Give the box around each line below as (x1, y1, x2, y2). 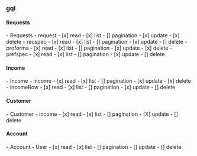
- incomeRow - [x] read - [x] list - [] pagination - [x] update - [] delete (6, 84, 176, 91)
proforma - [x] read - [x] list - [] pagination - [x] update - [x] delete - (6, 44, 173, 51)
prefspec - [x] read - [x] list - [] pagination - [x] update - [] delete (6, 51, 165, 58)
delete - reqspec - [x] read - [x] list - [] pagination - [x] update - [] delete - (6, 38, 188, 45)
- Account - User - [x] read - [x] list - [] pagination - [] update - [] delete (6, 143, 182, 150)
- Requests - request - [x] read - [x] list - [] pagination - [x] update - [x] (6, 32, 180, 39)
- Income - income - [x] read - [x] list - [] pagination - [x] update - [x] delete (6, 77, 191, 84)
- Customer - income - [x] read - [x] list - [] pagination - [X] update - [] (6, 110, 179, 118)
